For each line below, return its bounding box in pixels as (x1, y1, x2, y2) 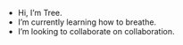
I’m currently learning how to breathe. (17, 17, 157, 27)
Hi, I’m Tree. (17, 8, 62, 18)
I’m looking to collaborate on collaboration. (17, 26, 176, 36)
